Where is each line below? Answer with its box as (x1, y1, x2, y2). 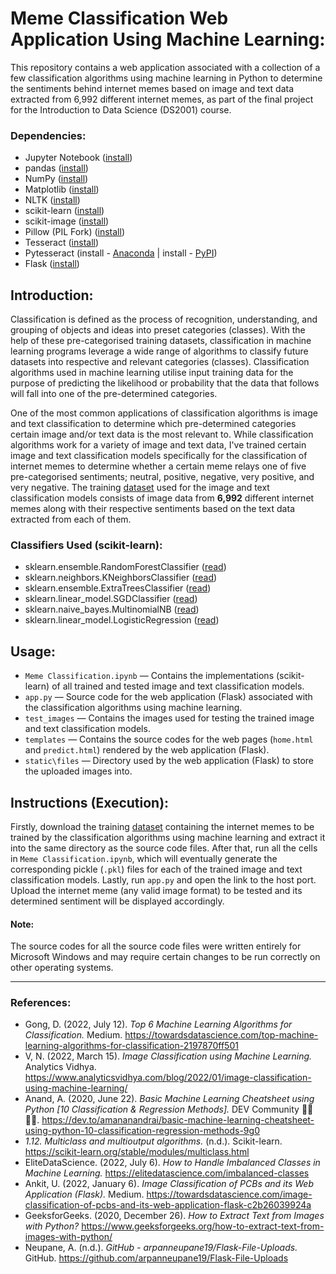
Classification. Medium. (24, 1029, 123, 1041)
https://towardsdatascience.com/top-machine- (124, 1029, 319, 1041)
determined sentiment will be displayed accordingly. (10, 895, 225, 907)
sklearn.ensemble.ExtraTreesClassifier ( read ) (24, 582, 212, 594)
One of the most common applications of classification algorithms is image (10, 407, 318, 419)
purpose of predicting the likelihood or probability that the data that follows (10, 377, 320, 389)
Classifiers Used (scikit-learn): (10, 538, 163, 552)
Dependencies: (10, 128, 87, 142)
